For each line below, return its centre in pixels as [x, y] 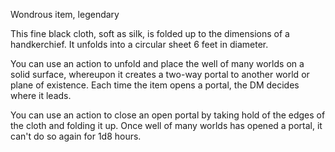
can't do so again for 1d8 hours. [76, 136]
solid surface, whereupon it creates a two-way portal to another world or [160, 74]
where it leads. [41, 95]
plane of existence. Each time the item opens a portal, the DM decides [155, 85]
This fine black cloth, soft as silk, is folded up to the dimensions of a [150, 33]
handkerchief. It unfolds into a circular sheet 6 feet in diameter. [139, 44]
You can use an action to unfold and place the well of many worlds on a [157, 63]
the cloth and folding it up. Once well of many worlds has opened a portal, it [166, 125]
